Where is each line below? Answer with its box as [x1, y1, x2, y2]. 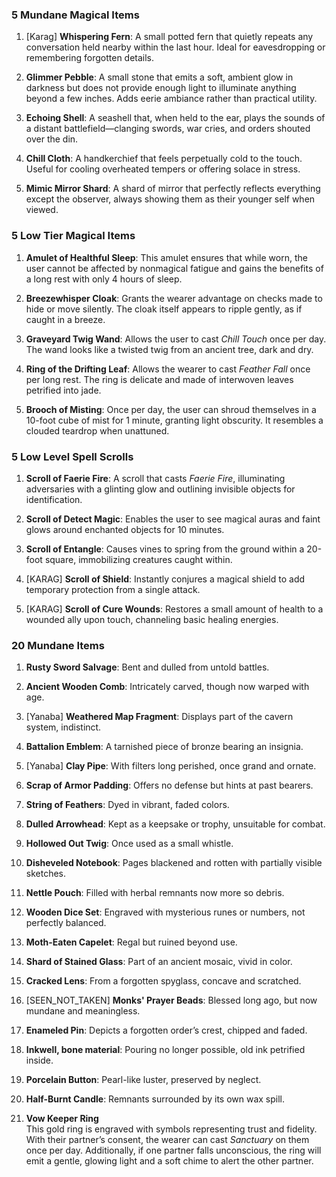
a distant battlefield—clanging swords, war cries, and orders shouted [25, 123, 311, 135]
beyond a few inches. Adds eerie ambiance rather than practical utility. [25, 93, 318, 105]
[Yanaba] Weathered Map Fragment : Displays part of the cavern [25, 711, 294, 723]
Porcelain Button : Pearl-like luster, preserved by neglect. [25, 1074, 262, 1086]
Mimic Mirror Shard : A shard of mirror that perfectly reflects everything [25, 183, 321, 195]
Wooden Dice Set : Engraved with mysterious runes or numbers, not [25, 906, 306, 918]
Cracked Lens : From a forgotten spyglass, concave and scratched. [25, 975, 302, 987]
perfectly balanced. [25, 917, 107, 929]
